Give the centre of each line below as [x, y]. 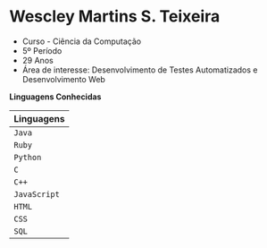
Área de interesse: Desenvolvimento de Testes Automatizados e [140, 70]
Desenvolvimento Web [63, 79]
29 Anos [38, 60]
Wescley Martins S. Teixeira [115, 17]
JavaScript [37, 194]
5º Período [42, 50]
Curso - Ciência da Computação [81, 41]
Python [28, 157]
